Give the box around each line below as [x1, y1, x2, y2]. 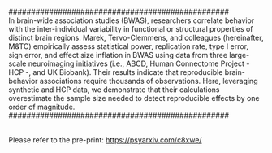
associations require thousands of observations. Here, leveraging [39, 76, 258, 85]
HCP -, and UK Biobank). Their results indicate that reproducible [8, 68, 223, 76]
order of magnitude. [8, 102, 76, 111]
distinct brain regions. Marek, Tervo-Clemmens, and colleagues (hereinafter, [8, 33, 264, 42]
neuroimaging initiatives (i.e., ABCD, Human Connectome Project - [28, 59, 250, 68]
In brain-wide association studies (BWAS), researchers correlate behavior [8, 15, 255, 25]
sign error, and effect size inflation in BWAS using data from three [8, 50, 228, 59]
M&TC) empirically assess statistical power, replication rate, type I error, [8, 42, 249, 51]
